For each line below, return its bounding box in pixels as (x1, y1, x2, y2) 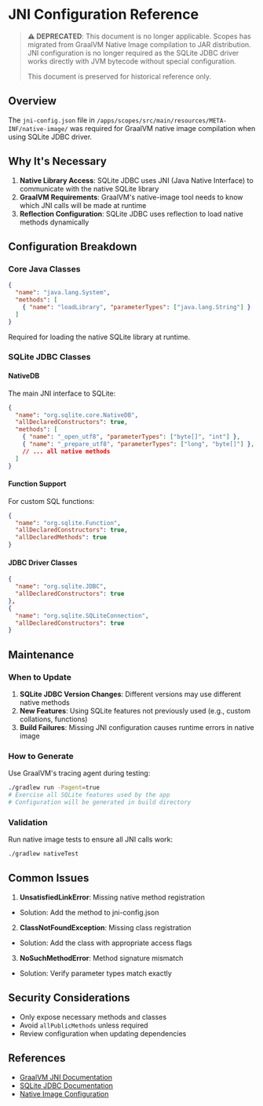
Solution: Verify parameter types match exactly (19, 968, 173, 978)
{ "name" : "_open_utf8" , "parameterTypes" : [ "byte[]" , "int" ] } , (22, 433, 241, 441)
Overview (8, 94, 57, 108)
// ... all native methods (22, 447, 111, 455)
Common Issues (8, 871, 89, 885)
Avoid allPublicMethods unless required (19, 1020, 148, 1030)
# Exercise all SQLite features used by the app (8, 791, 170, 799)
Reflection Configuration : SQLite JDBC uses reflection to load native (19, 209, 243, 218)
